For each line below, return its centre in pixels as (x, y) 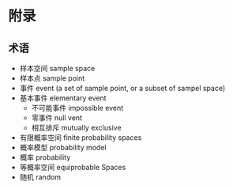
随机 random (40, 177)
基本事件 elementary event (63, 98)
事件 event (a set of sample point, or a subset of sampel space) (122, 88)
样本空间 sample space (57, 68)
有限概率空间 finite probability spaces (81, 138)
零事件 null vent (57, 118)
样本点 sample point (52, 78)
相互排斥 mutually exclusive (76, 128)
